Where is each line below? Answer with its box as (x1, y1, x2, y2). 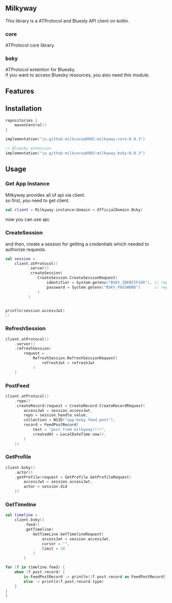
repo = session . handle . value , (24, 412, 88, 418)
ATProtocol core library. (5, 42, 55, 48)
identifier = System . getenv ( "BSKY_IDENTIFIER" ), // (46, 280, 159, 285)
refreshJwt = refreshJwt (41, 361, 95, 366)
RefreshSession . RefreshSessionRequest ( (32, 356, 118, 361)
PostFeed (5, 382, 30, 389)
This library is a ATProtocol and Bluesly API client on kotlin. (5, 17, 130, 24)
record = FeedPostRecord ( (24, 422, 79, 427)
